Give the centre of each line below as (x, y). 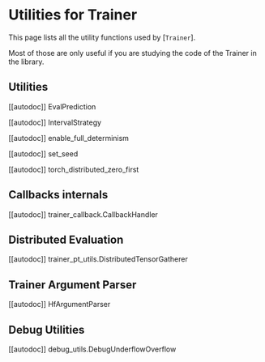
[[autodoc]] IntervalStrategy (55, 122)
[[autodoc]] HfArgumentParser (60, 305)
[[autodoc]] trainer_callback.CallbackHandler (83, 214)
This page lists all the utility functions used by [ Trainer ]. (102, 37)
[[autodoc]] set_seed (43, 153)
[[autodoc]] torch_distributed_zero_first (74, 169)
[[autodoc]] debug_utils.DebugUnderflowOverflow (92, 349)
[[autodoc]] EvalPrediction (52, 106)
